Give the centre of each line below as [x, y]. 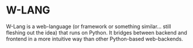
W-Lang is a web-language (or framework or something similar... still [89, 26]
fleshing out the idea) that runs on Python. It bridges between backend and [96, 32]
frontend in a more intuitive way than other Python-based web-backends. [94, 39]
